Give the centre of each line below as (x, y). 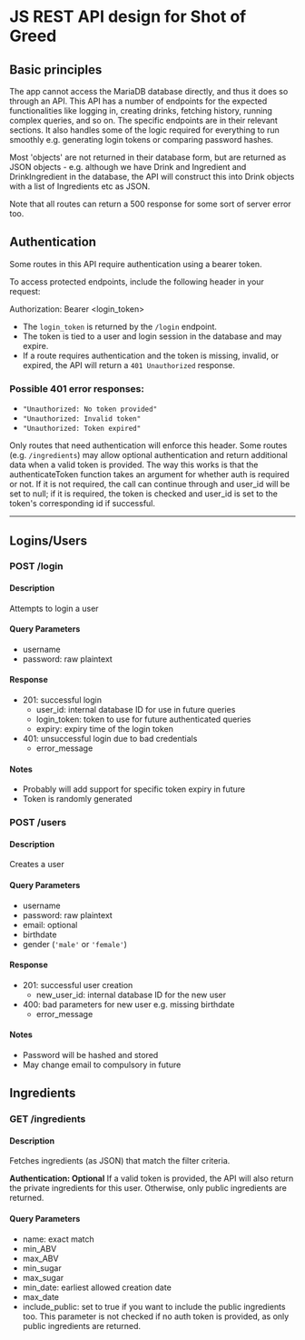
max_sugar (43, 1277)
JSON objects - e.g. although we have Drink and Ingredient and (128, 167)
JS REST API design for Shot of (128, 17)
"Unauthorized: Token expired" (82, 429)
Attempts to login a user (54, 608)
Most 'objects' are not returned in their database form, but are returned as (148, 157)
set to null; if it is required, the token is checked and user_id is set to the (144, 494)
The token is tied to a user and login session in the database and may (152, 336)
